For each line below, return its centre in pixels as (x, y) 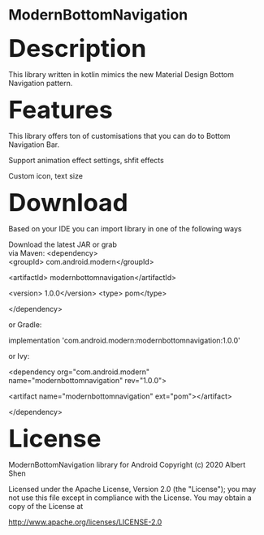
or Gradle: (25, 324)
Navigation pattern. (41, 83)
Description (78, 48)
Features (61, 109)
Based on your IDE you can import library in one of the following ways (125, 228)
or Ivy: (19, 356)
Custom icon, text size (46, 175)
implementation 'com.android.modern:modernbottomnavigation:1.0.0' (125, 340)
